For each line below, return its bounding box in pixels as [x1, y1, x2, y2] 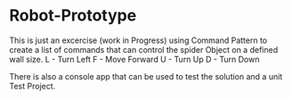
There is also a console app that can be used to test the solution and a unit [9, 71, 283, 81]
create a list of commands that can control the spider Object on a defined [9, 44, 279, 54]
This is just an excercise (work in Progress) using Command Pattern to [9, 35, 268, 46]
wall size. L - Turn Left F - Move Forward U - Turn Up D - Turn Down [9, 54, 260, 64]
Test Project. [9, 80, 56, 91]
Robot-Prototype [9, 5, 137, 26]
